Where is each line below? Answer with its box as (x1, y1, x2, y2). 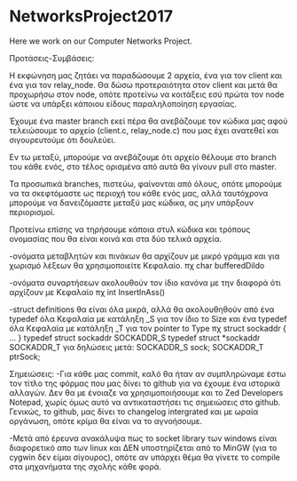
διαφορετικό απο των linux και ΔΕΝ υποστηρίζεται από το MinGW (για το (9, 442, 277, 453)
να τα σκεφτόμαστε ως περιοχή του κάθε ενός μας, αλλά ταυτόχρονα (9, 188, 269, 198)
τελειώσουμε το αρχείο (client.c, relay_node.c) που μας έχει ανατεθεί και (9, 124, 279, 135)
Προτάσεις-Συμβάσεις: (9, 52, 95, 63)
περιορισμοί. (9, 206, 56, 217)
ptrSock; (9, 351, 41, 362)
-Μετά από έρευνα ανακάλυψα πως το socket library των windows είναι (9, 433, 277, 444)
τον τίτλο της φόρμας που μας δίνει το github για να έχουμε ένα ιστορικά (9, 378, 281, 389)
